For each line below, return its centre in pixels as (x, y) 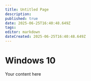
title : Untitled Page (27, 9)
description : (18, 14)
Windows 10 (30, 61)
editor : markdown (23, 32)
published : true (21, 18)
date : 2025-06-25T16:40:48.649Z (38, 23)
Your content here (23, 74)
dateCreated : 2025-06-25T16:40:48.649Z (45, 37)
